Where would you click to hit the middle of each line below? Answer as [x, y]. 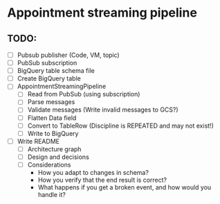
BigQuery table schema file [56, 71]
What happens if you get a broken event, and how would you [125, 187]
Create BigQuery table [49, 78]
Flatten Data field [52, 118]
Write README [38, 141]
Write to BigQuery [53, 133]
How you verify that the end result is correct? [102, 180]
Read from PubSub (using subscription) [84, 94]
